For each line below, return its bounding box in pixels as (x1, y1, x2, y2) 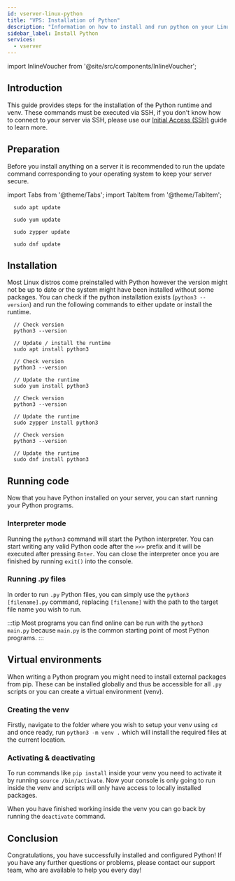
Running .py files (7, 575, 66, 584)
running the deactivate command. (7, 812, 106, 821)
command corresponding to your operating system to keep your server (7, 169, 212, 178)
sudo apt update (13, 204, 61, 211)
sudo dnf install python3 (13, 456, 90, 463)
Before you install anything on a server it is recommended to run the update (7, 162, 225, 170)
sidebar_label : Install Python (7, 29, 99, 37)
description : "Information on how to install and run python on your (7, 23, 215, 30)
